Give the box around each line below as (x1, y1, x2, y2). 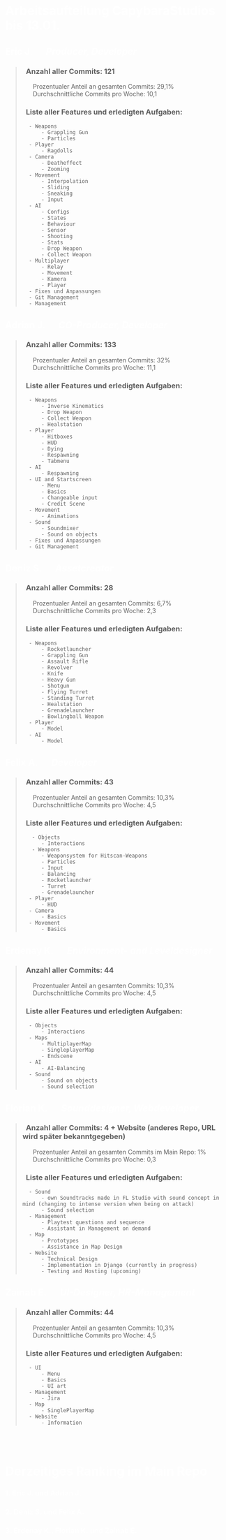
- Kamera (40, 276, 67, 283)
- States (40, 214, 67, 222)
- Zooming (40, 166, 70, 173)
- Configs (40, 209, 70, 216)
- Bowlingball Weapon (40, 713, 104, 720)
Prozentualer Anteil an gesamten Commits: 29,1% (32, 82, 174, 90)
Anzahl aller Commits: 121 (25, 66, 115, 76)
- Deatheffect (40, 160, 82, 167)
